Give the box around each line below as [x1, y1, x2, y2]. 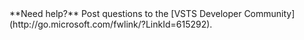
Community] [243, 8, 296, 19]
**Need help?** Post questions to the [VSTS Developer [9, 8, 242, 19]
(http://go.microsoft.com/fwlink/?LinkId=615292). [9, 18, 213, 30]
